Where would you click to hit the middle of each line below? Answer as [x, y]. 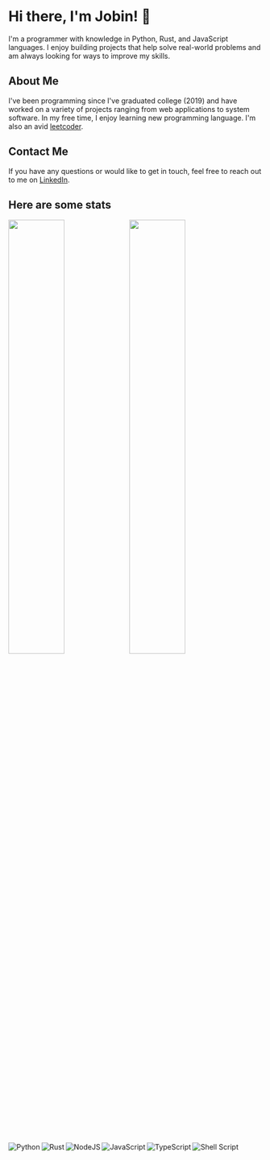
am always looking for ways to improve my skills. [89, 56]
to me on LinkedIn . [39, 180]
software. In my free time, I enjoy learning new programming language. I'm [132, 118]
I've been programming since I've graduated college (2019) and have [123, 101]
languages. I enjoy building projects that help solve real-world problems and [135, 47]
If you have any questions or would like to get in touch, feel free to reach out [135, 171]
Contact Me [38, 152]
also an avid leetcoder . [46, 126]
